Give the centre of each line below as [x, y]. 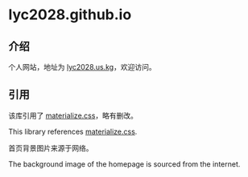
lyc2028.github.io [70, 15]
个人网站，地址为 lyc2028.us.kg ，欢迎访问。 [82, 67]
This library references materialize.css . [73, 131]
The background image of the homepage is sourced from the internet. [124, 164]
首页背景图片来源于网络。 [51, 148]
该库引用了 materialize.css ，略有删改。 [73, 115]
